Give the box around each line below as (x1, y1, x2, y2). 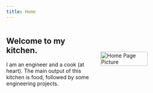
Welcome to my (6, 36, 66, 46)
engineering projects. (6, 80, 59, 87)
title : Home (6, 8, 36, 15)
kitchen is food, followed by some (6, 74, 90, 81)
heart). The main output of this (6, 67, 82, 75)
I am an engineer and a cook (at (6, 61, 85, 69)
